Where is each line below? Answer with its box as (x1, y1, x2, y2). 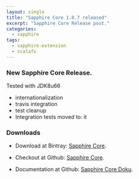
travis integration (15, 101, 58, 108)
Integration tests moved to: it (15, 113, 87, 121)
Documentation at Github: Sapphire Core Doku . (15, 166, 134, 173)
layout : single (6, 8, 45, 15)
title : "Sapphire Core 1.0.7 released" (6, 15, 107, 21)
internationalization (15, 94, 64, 101)
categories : (6, 25, 36, 32)
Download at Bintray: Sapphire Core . (15, 142, 107, 149)
